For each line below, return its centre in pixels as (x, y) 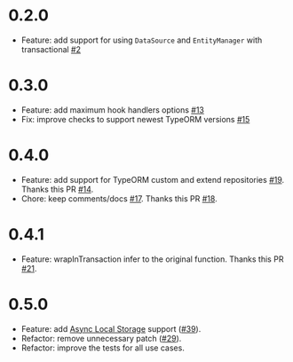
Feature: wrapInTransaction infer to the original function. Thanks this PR (152, 259)
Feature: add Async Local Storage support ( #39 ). (111, 328)
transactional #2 (51, 49)
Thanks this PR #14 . (57, 189)
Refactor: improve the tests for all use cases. (103, 348)
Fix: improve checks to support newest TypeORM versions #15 (135, 119)
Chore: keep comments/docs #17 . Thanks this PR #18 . (119, 198)
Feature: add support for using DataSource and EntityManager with (142, 40)
